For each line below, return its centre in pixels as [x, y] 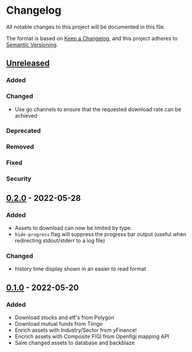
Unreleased [28, 63]
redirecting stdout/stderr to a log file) [60, 240]
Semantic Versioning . [32, 45]
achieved [26, 115]
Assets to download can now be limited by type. [73, 228]
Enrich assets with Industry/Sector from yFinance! [76, 330]
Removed [20, 147]
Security [19, 179]
